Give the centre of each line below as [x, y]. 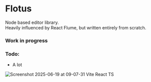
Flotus [18, 9]
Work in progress [27, 40]
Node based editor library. [32, 22]
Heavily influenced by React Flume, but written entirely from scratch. [76, 27]
